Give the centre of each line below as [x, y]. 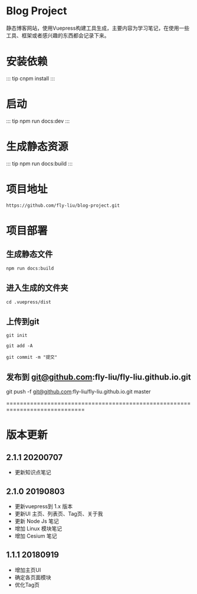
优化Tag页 [27, 585]
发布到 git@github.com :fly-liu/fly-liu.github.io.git [98, 377]
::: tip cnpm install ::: [30, 78]
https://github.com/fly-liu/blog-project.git [63, 206]
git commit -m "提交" [32, 357]
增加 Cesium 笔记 [36, 536]
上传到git [23, 321]
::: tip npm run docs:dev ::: [38, 121]
